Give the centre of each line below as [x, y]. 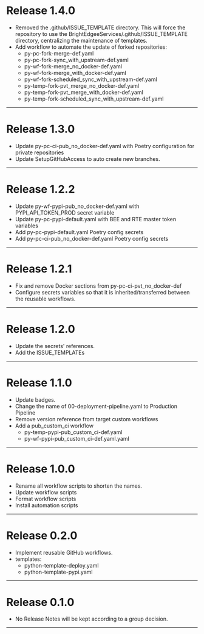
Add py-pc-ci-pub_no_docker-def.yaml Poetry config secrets [92, 238]
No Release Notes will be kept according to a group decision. [91, 619]
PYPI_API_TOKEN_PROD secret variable [65, 212]
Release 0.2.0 [42, 536]
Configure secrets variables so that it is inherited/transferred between [102, 292]
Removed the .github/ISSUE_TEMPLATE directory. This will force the [100, 27]
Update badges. [35, 399]
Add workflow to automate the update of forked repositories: [91, 47]
